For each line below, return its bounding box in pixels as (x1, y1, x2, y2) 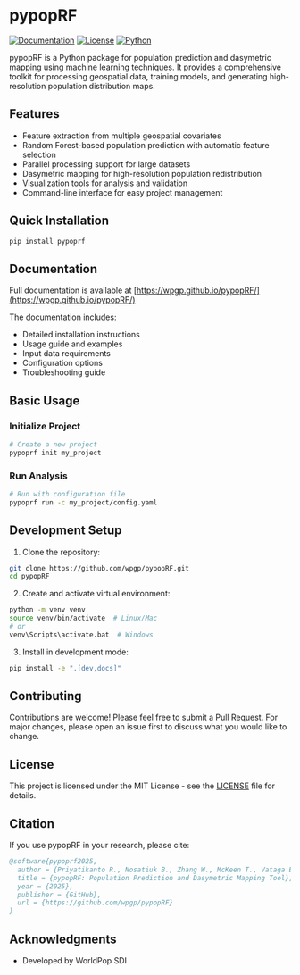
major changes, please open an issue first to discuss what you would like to (9, 721, 287, 732)
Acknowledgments (9, 931, 118, 946)
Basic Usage (9, 393, 80, 408)
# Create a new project (9, 439, 98, 449)
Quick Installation (9, 213, 110, 229)
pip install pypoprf (9, 237, 87, 246)
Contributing (9, 688, 82, 704)
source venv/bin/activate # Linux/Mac (9, 613, 158, 623)
